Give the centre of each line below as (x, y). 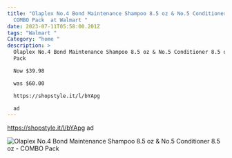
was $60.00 (29, 83)
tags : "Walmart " (32, 33)
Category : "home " (33, 39)
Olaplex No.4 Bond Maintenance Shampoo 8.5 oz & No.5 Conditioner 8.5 (117, 52)
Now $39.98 (29, 71)
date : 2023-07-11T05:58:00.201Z (54, 26)
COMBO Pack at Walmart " (51, 20)
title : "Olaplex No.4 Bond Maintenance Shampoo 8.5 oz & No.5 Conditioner (117, 13)
